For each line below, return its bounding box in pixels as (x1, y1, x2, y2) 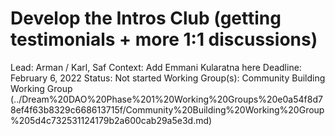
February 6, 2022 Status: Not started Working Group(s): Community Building (10, 72, 326, 84)
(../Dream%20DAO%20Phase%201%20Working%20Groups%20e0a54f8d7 (10, 93, 323, 105)
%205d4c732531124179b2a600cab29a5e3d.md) (10, 114, 213, 126)
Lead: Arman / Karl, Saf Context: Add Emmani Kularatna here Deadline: (10, 61, 302, 73)
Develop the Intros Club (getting (10, 7, 282, 30)
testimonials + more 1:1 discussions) (10, 28, 318, 51)
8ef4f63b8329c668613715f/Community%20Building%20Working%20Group (10, 103, 325, 116)
